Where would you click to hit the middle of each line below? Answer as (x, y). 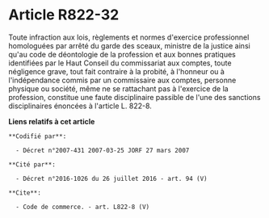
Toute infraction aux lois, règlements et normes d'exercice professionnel (129, 37)
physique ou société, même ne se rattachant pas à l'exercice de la (118, 88)
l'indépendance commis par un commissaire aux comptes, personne (122, 80)
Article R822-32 (64, 15)
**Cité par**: (32, 164)
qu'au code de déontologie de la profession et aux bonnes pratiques (122, 54)
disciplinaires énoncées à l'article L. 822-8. (80, 106)
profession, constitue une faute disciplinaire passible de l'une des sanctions (134, 97)
